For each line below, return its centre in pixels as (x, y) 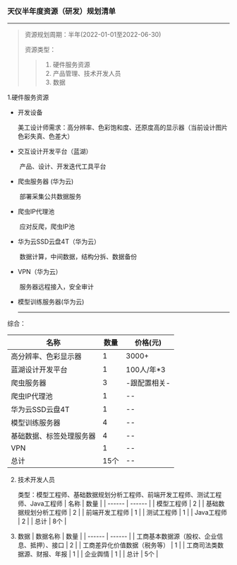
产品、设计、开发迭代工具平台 (63, 166)
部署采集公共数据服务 (50, 197)
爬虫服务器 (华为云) (45, 181)
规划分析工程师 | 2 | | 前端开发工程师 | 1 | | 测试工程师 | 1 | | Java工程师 (125, 513)
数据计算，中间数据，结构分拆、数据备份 (78, 257)
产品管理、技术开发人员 (87, 74)
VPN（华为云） (39, 272)
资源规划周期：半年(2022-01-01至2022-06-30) (93, 35)
